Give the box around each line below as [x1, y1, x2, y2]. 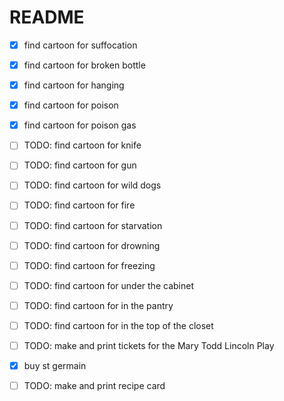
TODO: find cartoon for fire [23, 199, 136, 211]
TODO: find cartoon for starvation [23, 219, 163, 231]
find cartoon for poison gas [23, 119, 137, 131]
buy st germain [23, 359, 87, 371]
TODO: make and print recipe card [23, 380, 166, 391]
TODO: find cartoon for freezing [23, 259, 156, 271]
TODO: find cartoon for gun [23, 159, 137, 171]
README [9, 6, 85, 29]
